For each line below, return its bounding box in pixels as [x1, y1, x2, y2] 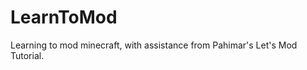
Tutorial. [10, 49, 45, 61]
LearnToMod [10, 6, 118, 29]
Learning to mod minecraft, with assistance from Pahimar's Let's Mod [10, 39, 298, 51]
